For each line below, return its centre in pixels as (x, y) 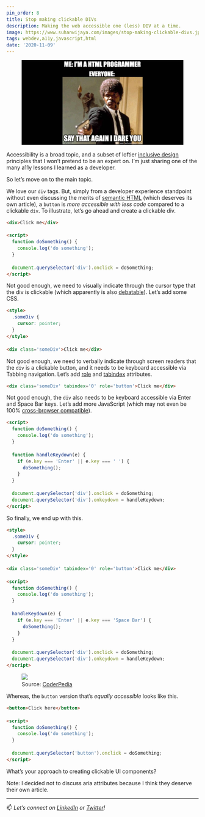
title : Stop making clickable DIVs (52, 19)
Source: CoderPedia (47, 684)
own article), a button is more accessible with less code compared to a (95, 204)
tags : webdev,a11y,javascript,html (52, 39)
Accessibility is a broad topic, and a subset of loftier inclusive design (92, 154)
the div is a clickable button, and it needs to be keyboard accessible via (96, 367)
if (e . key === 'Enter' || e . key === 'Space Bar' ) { (84, 620)
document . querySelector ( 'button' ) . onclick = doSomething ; (87, 753)
